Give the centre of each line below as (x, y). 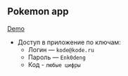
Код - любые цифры (54, 64)
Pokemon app (38, 12)
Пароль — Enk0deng (57, 57)
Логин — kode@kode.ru (61, 49)
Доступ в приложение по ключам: (69, 42)
